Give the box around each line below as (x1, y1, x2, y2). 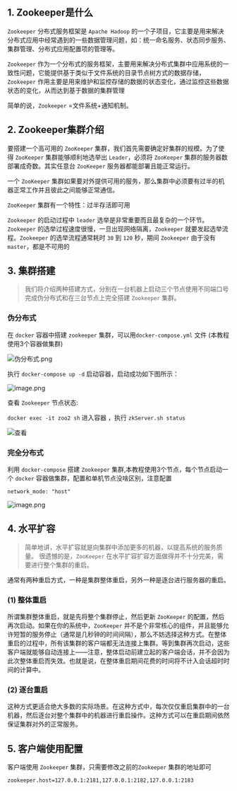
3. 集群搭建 (7, 265, 56, 277)
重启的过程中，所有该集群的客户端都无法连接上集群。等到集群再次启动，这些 (7, 639, 230, 647)
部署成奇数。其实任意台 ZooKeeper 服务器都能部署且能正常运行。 (7, 161, 194, 170)
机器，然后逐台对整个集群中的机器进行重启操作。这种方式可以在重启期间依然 (7, 711, 230, 720)
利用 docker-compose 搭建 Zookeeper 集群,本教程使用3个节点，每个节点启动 (7, 466, 223, 474)
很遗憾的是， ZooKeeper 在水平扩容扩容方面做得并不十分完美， (38, 551, 218, 560)
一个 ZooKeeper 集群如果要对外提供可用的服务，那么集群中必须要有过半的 (7, 176, 219, 185)
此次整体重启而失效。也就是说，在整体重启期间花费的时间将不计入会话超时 (7, 657, 224, 665)
